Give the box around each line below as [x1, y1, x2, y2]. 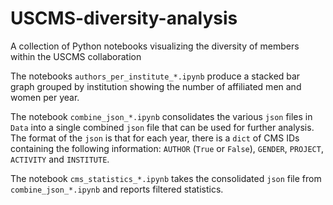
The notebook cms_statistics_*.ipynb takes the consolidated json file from [10, 172, 322, 184]
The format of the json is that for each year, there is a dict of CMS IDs [10, 132, 300, 144]
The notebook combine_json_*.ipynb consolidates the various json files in [10, 110, 313, 122]
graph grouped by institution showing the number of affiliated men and [10, 80, 302, 92]
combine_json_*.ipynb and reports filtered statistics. [10, 183, 224, 195]
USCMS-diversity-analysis [10, 7, 238, 30]
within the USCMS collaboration [10, 50, 142, 62]
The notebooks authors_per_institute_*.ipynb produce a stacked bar [10, 70, 301, 82]
